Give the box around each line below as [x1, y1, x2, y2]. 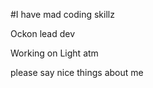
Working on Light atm [10, 47, 99, 59]
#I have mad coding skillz [10, 9, 115, 20]
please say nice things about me [10, 67, 144, 78]
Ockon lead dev [10, 28, 76, 39]
